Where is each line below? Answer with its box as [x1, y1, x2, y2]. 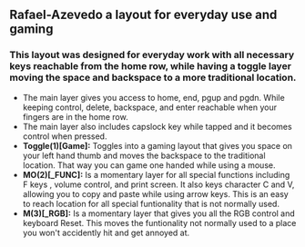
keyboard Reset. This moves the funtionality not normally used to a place [22, 217, 297, 228]
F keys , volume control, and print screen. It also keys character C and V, [22, 179, 295, 190]
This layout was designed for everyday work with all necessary [9, 49, 295, 62]
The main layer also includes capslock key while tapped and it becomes [22, 121, 293, 132]
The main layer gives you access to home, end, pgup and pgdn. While [22, 92, 285, 103]
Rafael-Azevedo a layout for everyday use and [9, 7, 278, 23]
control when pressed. [22, 131, 107, 142]
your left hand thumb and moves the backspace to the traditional [22, 150, 266, 161]
